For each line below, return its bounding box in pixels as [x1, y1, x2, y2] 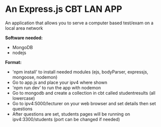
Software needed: [5, 35, 43, 41]
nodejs [12, 50, 26, 56]
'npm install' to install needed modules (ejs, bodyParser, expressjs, [12, 68, 149, 75]
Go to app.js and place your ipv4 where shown [12, 79, 108, 85]
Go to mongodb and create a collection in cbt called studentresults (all [12, 90, 156, 96]
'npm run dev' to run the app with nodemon [12, 84, 101, 90]
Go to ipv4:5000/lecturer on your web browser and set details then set [12, 100, 156, 106]
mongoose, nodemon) [12, 74, 58, 80]
